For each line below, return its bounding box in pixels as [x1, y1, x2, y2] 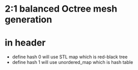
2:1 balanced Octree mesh [5, 3, 118, 15]
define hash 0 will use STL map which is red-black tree [12, 54, 128, 60]
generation [5, 14, 52, 25]
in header [5, 37, 46, 49]
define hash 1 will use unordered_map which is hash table [12, 59, 133, 65]
